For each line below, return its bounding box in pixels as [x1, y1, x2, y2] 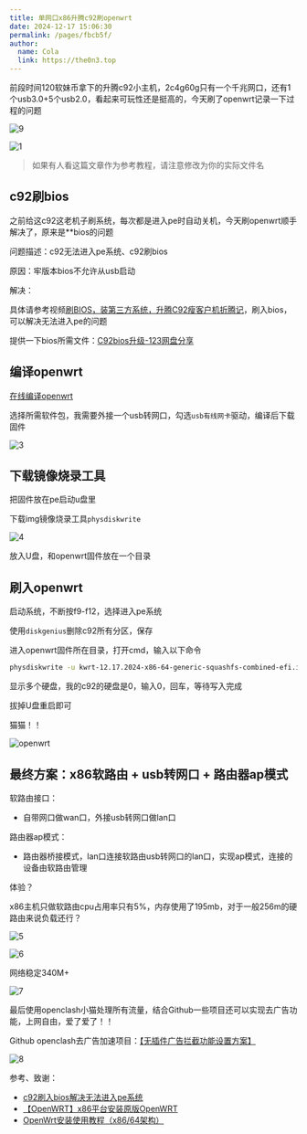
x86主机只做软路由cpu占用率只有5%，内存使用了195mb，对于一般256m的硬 [9, 901, 298, 912]
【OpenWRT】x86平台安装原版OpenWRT [22, 1103, 178, 1114]
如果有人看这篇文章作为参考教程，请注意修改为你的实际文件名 [31, 160, 265, 170]
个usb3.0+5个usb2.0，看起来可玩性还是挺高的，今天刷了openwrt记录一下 [9, 93, 287, 104]
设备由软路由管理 [22, 862, 88, 873]
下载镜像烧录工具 [9, 468, 106, 484]
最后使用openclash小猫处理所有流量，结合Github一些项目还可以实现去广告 [9, 1004, 290, 1015]
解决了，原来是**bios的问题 [9, 226, 114, 238]
